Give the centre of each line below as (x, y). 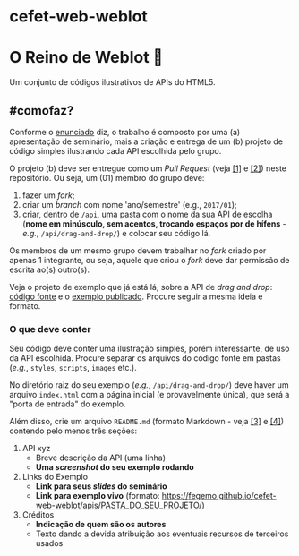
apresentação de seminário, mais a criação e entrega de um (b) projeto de (146, 141)
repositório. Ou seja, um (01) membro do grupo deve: (107, 177)
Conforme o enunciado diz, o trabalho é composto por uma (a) (125, 132)
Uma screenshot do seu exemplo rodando (115, 467)
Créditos (38, 515)
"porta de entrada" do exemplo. (68, 404)
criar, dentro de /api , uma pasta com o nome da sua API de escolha (147, 214)
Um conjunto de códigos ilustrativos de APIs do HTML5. (113, 82)
